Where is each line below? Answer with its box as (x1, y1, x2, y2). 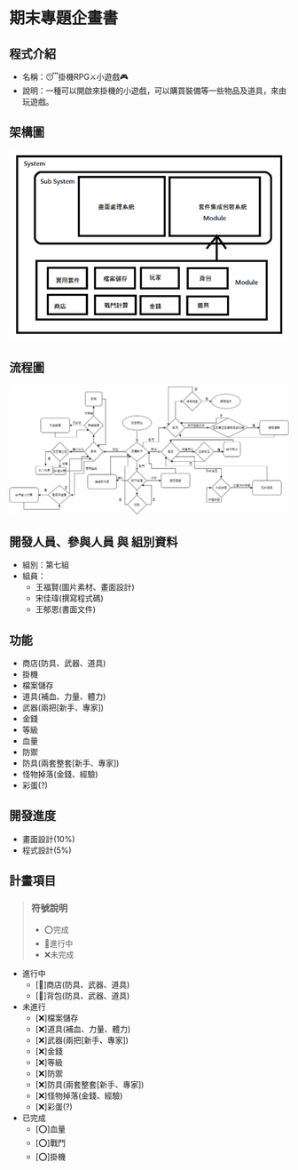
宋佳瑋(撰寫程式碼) (35, 593, 104, 604)
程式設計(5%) (21, 845, 73, 856)
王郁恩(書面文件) (35, 604, 96, 615)
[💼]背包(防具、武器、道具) (35, 990, 130, 1000)
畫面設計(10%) (21, 833, 75, 844)
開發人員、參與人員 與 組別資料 (9, 534, 178, 549)
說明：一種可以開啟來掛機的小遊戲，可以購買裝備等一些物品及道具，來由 (21, 85, 286, 96)
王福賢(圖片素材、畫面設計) (35, 582, 135, 593)
